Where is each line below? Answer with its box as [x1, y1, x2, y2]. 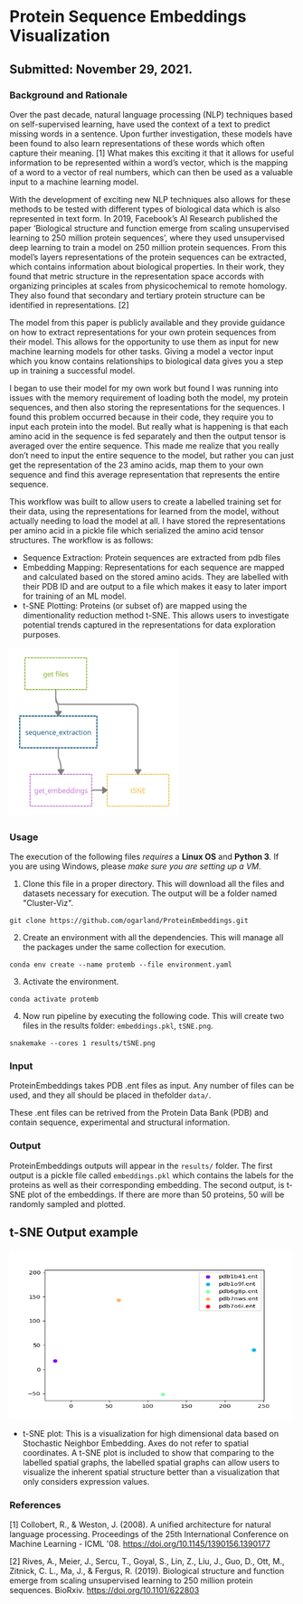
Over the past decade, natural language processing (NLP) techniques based [9, 109, 294, 119]
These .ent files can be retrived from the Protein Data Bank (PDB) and [9, 1108, 269, 1118]
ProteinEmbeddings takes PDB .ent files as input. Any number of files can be [9, 1080, 295, 1091]
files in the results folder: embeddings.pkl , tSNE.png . [22, 1020, 214, 1032]
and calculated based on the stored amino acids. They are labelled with [22, 571, 289, 582]
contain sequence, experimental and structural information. [9, 1117, 231, 1128]
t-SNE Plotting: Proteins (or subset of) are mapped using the [22, 599, 247, 611]
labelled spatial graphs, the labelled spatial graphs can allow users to [22, 1457, 280, 1467]
